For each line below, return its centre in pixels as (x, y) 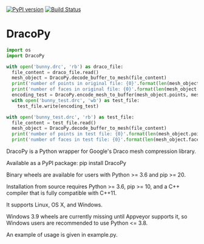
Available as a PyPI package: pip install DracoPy (66, 163)
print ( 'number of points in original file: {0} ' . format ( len (89, 84)
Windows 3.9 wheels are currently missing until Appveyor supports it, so (97, 217)
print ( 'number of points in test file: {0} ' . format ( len (84, 134)
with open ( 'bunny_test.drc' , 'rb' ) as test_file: (70, 117)
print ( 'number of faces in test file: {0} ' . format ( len (83, 140)
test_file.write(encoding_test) (58, 106)
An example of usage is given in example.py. (62, 235)
